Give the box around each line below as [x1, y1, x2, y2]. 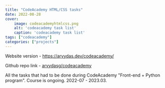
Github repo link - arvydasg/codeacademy [5, 62, 92, 68]
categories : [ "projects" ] [5, 40, 58, 44]
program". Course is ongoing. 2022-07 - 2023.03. [5, 77, 108, 83]
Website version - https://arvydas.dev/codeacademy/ [5, 53, 114, 59]
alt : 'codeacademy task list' [14, 26, 77, 31]
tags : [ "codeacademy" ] [5, 35, 52, 40]
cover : [5, 16, 19, 21]
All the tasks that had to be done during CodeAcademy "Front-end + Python [5, 72, 161, 78]
